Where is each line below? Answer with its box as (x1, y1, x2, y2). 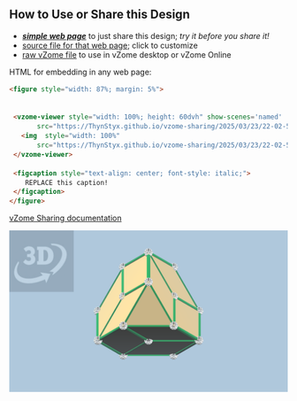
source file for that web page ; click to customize (21, 40, 199, 50)
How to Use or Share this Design (9, 7, 190, 22)
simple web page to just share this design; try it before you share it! (21, 30, 270, 41)
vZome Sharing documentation (9, 212, 122, 224)
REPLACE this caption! (25, 178, 109, 187)
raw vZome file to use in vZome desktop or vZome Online (21, 49, 232, 60)
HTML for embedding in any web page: (9, 66, 152, 77)
